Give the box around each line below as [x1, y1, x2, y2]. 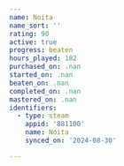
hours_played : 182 [9, 54, 77, 63]
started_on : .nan [9, 71, 74, 79]
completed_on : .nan [9, 87, 81, 95]
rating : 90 [9, 29, 50, 38]
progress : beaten [9, 46, 74, 55]
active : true [9, 37, 58, 47]
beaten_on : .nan [9, 79, 69, 87]
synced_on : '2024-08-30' [25, 136, 117, 145]
